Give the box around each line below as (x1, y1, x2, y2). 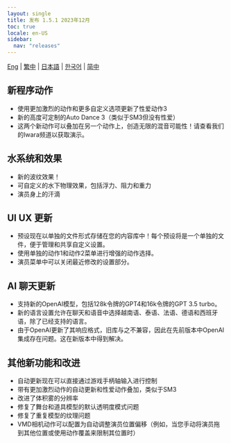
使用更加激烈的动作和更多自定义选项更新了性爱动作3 (17, 104, 168, 112)
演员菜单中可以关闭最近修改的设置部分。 (17, 258, 133, 266)
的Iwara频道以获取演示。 (17, 130, 89, 139)
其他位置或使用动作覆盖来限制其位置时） (23, 428, 139, 437)
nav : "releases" (13, 42, 60, 49)
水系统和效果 (7, 153, 62, 165)
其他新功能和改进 (7, 357, 80, 369)
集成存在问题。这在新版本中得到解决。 (17, 335, 127, 343)
